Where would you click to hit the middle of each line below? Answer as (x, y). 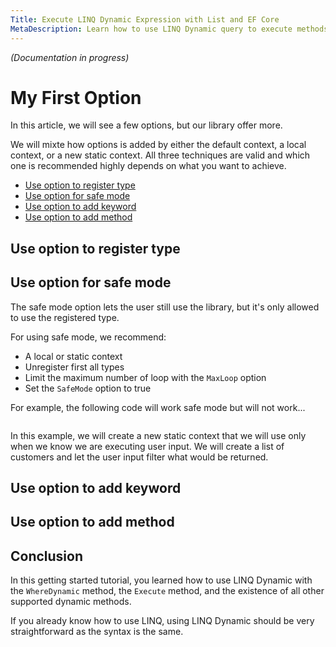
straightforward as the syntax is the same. (97, 632)
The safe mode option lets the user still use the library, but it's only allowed (165, 307)
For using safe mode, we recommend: (88, 337)
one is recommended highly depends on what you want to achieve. (148, 166)
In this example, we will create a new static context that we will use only (158, 435)
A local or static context (73, 356)
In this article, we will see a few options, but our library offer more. (146, 125)
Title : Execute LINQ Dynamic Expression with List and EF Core (145, 19)
